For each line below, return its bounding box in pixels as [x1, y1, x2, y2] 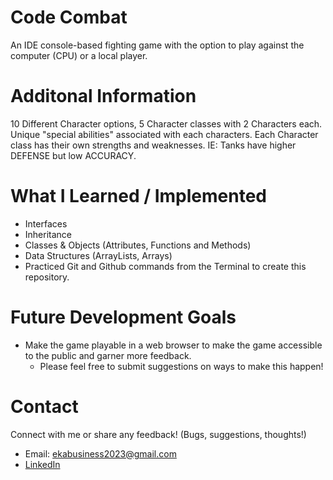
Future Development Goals [10, 306, 237, 328]
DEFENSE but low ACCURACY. [10, 149, 137, 161]
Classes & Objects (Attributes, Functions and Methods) [24, 239, 252, 251]
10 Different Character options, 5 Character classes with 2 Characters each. [10, 117, 323, 130]
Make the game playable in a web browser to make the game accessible [24, 339, 323, 351]
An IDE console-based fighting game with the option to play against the [10, 39, 305, 51]
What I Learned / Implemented [10, 185, 267, 208]
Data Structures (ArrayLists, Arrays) [24, 249, 173, 261]
